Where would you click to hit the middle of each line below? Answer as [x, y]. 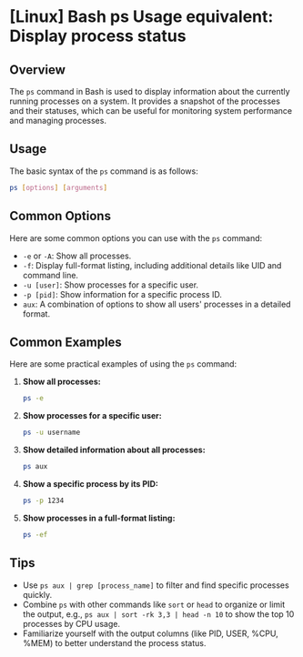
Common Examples [66, 342]
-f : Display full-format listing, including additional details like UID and [152, 265]
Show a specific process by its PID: [91, 483]
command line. [50, 275]
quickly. [37, 594]
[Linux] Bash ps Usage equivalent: [141, 17]
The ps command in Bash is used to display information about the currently [150, 91]
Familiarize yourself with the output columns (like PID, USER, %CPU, [151, 633]
